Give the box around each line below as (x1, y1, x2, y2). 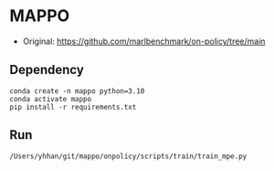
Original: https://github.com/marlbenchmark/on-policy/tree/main (22, 36, 266, 47)
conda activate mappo (9, 94, 92, 103)
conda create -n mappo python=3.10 (9, 86, 145, 96)
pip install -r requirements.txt (9, 102, 137, 112)
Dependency (9, 62, 84, 78)
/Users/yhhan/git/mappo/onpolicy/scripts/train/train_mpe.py (9, 152, 248, 161)
